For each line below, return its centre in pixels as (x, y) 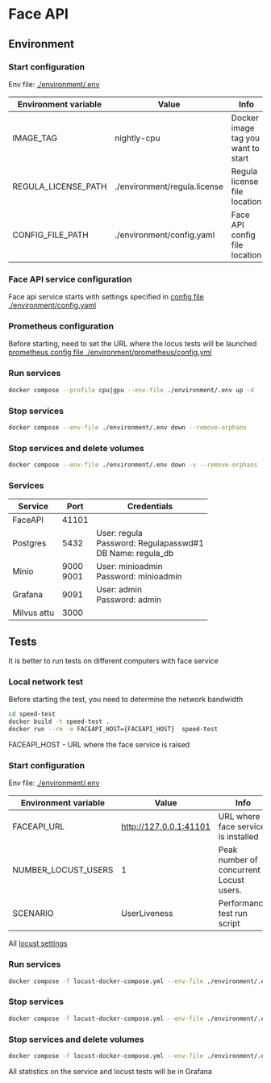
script (229, 923)
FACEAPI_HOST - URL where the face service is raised (99, 745)
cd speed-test (32, 714)
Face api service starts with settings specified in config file (106, 297)
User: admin (119, 590)
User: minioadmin (129, 567)
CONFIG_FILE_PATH (50, 235)
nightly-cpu (138, 138)
